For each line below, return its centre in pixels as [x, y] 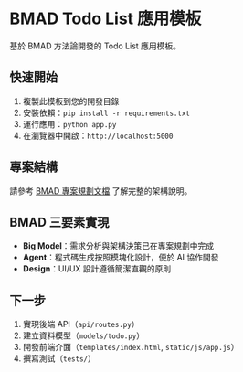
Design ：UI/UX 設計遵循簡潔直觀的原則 [97, 269]
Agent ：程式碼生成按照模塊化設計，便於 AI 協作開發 [121, 258]
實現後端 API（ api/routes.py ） [81, 324]
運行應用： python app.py [69, 123]
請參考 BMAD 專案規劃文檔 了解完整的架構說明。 [101, 191]
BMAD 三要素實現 [59, 222]
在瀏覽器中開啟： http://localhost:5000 [98, 135]
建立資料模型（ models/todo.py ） [84, 335]
